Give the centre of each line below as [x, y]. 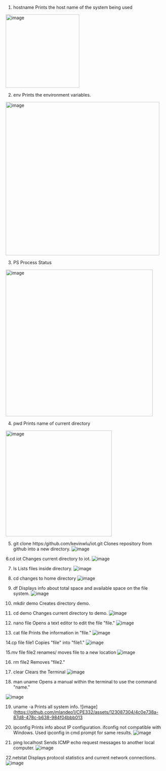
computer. [24, 748]
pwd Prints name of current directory [52, 423]
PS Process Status [32, 262]
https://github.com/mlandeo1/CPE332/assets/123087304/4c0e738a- [87, 712]
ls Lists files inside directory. [43, 568]
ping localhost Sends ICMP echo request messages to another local [84, 742]
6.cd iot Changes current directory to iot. [48, 559]
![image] [89, 707]
